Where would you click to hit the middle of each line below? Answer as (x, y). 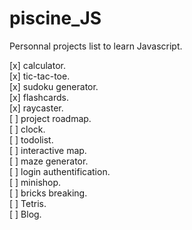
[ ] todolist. (31, 139)
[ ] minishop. (35, 182)
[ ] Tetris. (28, 203)
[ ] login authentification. (60, 171)
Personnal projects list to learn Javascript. (96, 46)
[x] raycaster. (36, 108)
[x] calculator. (37, 65)
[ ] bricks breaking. (48, 193)
